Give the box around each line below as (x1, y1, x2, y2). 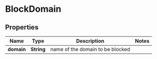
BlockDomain (5, 3, 62, 15)
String (30, 46, 46, 53)
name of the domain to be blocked (50, 46, 130, 53)
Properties (5, 23, 39, 31)
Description (76, 38, 104, 44)
